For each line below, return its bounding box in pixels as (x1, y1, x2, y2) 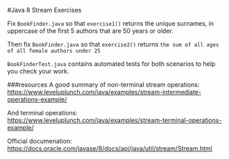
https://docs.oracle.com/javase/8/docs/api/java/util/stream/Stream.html (7, 144, 213, 152)
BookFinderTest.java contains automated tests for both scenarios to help (7, 60, 216, 68)
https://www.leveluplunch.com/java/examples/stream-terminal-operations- (7, 116, 222, 124)
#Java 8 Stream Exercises (7, 6, 82, 14)
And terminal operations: (7, 109, 78, 117)
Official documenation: (7, 137, 72, 145)
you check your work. (7, 67, 69, 75)
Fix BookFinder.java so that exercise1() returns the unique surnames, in (7, 19, 214, 27)
